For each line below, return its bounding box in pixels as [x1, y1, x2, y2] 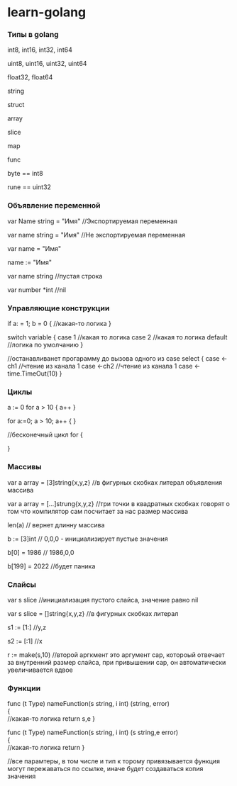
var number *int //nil [7, 285, 66, 294]
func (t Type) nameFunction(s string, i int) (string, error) [7, 700, 170, 708]
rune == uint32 [7, 183, 52, 191]
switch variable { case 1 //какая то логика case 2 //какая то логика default [7, 333, 228, 342]
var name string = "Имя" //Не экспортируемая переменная [7, 230, 186, 239]
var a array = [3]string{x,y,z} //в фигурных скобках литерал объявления [7, 478, 222, 486]
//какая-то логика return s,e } [7, 714, 96, 723]
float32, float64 [7, 73, 53, 82]
